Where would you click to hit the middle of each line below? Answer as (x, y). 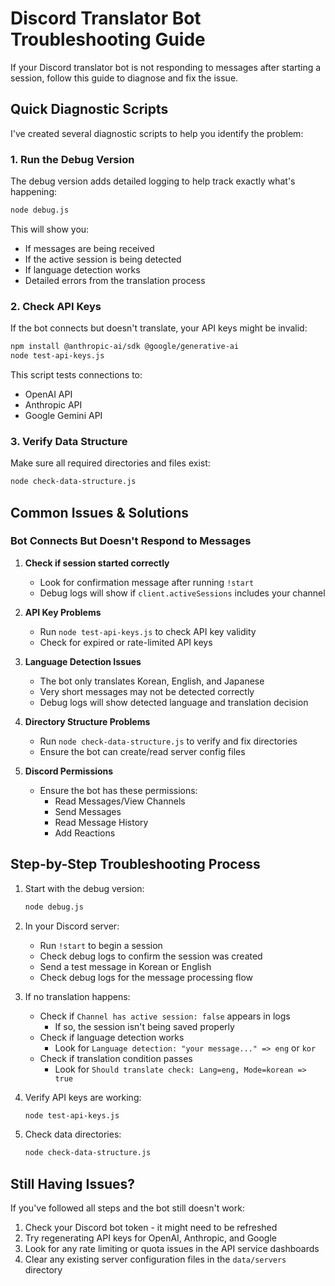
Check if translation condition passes (116, 1058)
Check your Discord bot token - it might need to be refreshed (151, 1228)
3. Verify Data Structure (69, 441)
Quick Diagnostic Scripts (89, 109)
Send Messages (88, 811)
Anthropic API (53, 404)
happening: (33, 192)
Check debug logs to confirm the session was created (151, 956)
